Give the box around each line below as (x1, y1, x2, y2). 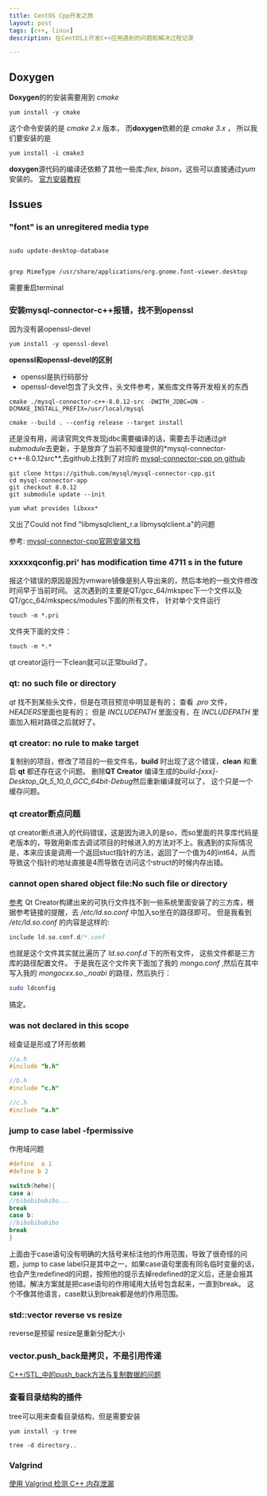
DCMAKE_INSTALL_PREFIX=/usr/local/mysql (9, 405, 145, 413)
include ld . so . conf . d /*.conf (9, 933, 106, 941)
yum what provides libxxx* (9, 505, 99, 512)
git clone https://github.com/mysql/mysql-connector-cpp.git (9, 469, 216, 478)
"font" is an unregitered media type (9, 222, 149, 233)
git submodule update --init (9, 491, 106, 499)
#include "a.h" (9, 1105, 60, 1114)
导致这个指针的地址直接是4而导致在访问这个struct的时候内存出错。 (9, 858, 228, 867)
